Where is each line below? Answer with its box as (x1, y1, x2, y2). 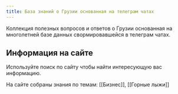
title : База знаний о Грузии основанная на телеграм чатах (6, 8, 154, 15)
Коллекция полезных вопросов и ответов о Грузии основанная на (6, 25, 173, 32)
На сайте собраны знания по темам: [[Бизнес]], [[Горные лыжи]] (6, 81, 170, 88)
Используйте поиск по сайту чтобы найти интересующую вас (6, 63, 162, 70)
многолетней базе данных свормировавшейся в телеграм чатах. (6, 31, 171, 38)
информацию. (6, 70, 41, 77)
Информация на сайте (6, 48, 93, 58)
